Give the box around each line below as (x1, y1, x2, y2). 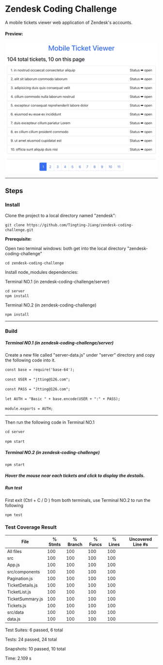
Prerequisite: (5, 236, 32, 242)
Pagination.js (7, 575, 33, 581)
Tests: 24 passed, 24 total (5, 636, 57, 642)
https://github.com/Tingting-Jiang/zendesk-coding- (26, 223, 133, 228)
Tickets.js (7, 603, 27, 608)
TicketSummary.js (7, 596, 44, 602)
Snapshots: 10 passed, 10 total (5, 646, 66, 651)
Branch (67, 541, 82, 547)
